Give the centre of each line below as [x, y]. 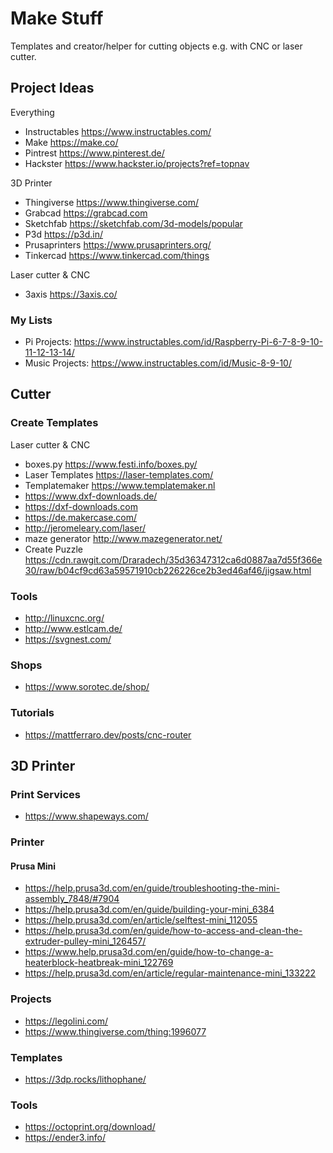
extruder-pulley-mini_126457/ [85, 941]
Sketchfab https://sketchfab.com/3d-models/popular [133, 223]
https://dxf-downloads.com [81, 506]
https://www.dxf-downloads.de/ [91, 496]
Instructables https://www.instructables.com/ [118, 131]
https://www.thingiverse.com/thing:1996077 [115, 1031]
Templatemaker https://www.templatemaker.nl [120, 485]
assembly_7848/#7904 [72, 899]
